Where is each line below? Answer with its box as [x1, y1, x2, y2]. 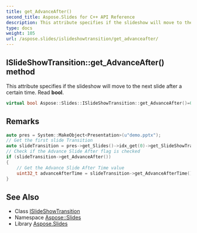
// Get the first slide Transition [6, 138, 93, 144]
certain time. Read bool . [6, 89, 64, 96]
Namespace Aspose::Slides [14, 214, 81, 221]
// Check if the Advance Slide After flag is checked [6, 148, 141, 155]
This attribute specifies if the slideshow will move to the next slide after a [6, 82, 182, 89]
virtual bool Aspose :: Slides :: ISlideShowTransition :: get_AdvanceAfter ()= [6, 100, 191, 106]
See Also [6, 192, 39, 202]
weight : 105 [6, 31, 35, 36]
